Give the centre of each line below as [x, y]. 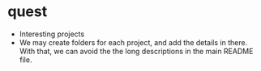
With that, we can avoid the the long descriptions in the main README [136, 51]
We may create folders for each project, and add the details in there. [133, 42]
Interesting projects [52, 34]
